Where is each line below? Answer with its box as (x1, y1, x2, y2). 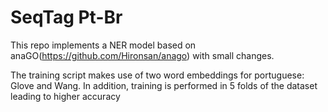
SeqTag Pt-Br (10, 6, 123, 29)
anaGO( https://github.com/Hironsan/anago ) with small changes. (10, 49, 275, 61)
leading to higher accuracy (10, 90, 121, 102)
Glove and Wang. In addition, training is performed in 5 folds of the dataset (10, 79, 318, 91)
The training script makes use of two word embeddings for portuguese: (10, 69, 305, 81)
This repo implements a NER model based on (10, 39, 197, 51)
